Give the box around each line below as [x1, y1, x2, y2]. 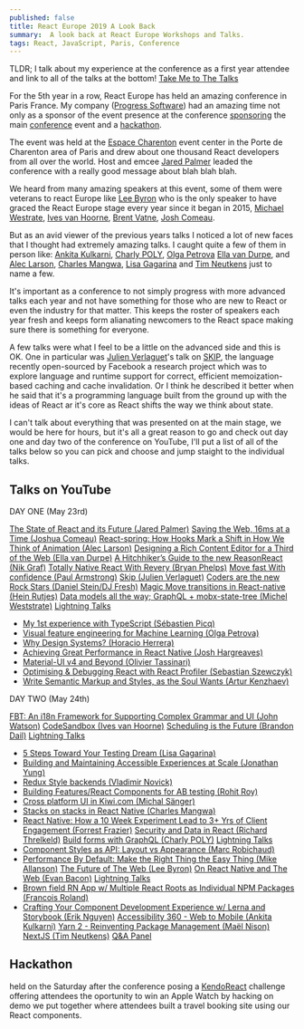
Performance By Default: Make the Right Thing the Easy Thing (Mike [22, 853, 278, 865]
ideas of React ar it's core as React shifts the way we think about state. [9, 399, 274, 410]
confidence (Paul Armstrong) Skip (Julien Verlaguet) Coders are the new [9, 572, 280, 582]
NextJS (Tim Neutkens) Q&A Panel [22, 930, 152, 942]
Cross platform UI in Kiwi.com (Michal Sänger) [22, 796, 196, 807]
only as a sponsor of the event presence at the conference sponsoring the [9, 110, 287, 120]
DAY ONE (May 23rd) [9, 506, 89, 517]
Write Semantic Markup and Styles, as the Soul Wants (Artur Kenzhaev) [22, 676, 290, 687]
